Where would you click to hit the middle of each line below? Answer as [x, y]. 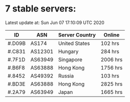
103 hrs [110, 75]
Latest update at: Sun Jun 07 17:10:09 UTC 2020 [55, 22]
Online [112, 34]
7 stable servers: [41, 9]
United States [74, 43]
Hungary [68, 51]
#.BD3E [17, 84]
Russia [66, 75]
